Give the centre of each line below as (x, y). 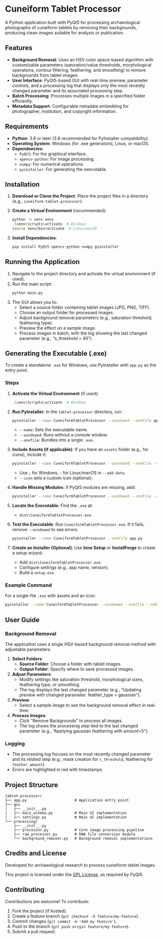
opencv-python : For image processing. (57, 159)
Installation (22, 184)
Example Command (29, 585)
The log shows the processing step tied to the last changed (79, 726)
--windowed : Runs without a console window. (64, 435)
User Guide (22, 620)
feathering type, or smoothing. (50, 684)
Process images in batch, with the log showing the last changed (83, 333)
